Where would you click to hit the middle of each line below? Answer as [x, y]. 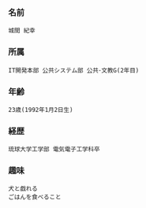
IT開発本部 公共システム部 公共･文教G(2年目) [74, 70]
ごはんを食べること [35, 197]
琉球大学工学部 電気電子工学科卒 [54, 150]
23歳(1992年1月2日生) [41, 110]
